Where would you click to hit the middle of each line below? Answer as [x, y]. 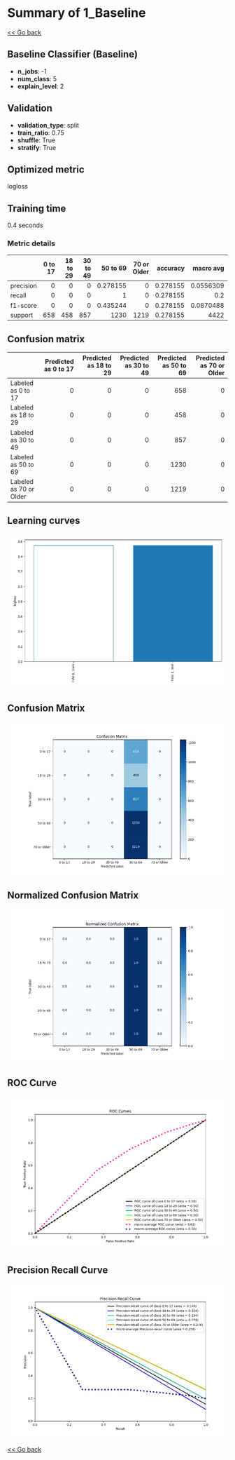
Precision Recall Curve [58, 1270]
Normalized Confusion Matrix [73, 895]
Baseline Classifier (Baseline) [73, 54]
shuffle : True [36, 140]
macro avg [208, 268]
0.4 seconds [25, 225]
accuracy [171, 268]
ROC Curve [32, 1082]
